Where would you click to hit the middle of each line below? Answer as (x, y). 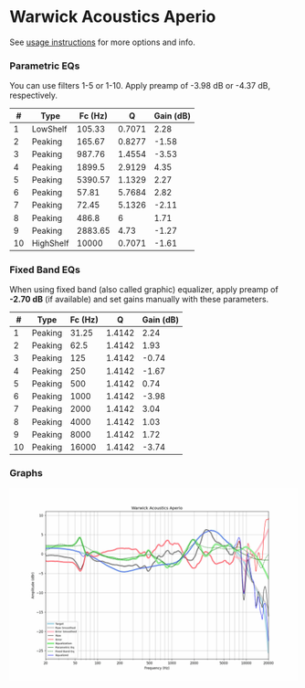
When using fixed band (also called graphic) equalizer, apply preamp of (144, 290)
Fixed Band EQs (45, 270)
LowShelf (49, 129)
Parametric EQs (45, 66)
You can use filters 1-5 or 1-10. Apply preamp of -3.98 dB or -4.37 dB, (140, 86)
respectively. (33, 95)
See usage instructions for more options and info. (103, 42)
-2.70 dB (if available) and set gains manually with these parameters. (139, 300)
